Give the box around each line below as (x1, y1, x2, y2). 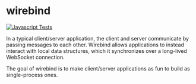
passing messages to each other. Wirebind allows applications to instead (6, 41, 185, 48)
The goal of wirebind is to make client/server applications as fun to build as (6, 65, 190, 72)
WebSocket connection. (6, 53, 65, 61)
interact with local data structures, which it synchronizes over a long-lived (6, 47, 187, 54)
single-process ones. (6, 71, 58, 78)
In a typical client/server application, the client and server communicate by (6, 35, 189, 42)
